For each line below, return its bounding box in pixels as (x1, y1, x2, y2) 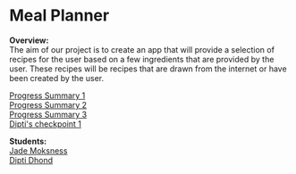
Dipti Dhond (9, 154, 54, 165)
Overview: (9, 35, 49, 46)
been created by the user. (9, 72, 105, 83)
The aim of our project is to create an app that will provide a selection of (9, 44, 275, 54)
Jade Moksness (9, 145, 68, 156)
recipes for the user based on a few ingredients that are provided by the (9, 54, 275, 64)
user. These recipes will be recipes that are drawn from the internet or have (9, 63, 288, 74)
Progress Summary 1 (9, 90, 86, 101)
